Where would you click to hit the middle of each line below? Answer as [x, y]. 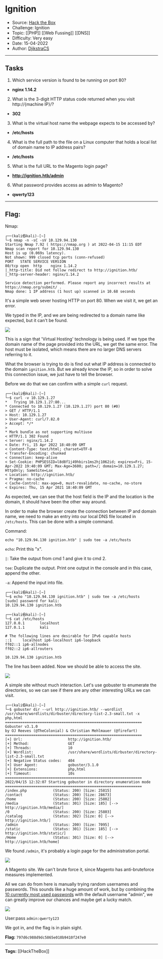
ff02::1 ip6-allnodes [27, 644]
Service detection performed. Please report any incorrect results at [78, 283]
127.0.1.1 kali [27, 627]
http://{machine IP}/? [33, 104]
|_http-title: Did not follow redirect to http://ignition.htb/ [71, 270]
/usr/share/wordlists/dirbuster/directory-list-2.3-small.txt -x [72, 714]
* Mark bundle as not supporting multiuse [49, 432]
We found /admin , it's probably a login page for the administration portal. [77, 851]
